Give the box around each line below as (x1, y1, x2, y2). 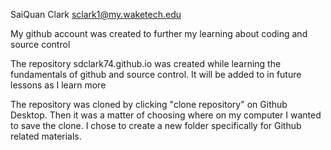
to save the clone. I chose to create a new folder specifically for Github (10, 120, 302, 131)
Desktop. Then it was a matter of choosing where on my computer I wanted (10, 109, 322, 121)
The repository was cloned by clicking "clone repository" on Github (10, 99, 288, 110)
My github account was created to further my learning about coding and (10, 28, 308, 39)
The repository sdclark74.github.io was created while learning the (10, 58, 282, 69)
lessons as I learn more (10, 79, 107, 91)
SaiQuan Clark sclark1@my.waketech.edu (10, 9, 182, 20)
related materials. (10, 130, 82, 142)
